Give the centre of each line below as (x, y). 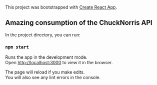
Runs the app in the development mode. (46, 57)
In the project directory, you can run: (43, 35)
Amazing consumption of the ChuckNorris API (79, 23)
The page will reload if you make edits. (45, 72)
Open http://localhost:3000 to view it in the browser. (59, 63)
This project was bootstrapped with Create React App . (61, 7)
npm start (17, 47)
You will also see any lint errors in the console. (53, 78)
